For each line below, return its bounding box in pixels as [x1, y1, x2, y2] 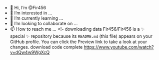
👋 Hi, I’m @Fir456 [9, 5, 46, 10]
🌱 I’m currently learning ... [9, 15, 63, 21]
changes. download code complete [9, 44, 83, 50]
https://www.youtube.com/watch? [83, 44, 154, 50]
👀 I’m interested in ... [9, 10, 52, 16]
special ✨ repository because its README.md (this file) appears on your [9, 33, 152, 39]
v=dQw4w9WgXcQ [9, 50, 50, 55]
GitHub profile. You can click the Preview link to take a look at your [9, 39, 147, 45]
